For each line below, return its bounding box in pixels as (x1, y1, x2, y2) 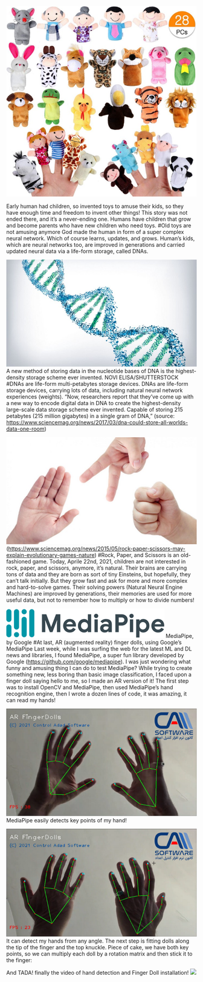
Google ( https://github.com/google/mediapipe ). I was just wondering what (6, 658, 192, 665)
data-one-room (6, 425, 45, 432)
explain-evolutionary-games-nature (6, 551, 95, 559)
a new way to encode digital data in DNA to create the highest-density (6, 399, 181, 406)
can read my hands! (6, 696, 56, 704)
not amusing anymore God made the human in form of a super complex (6, 229, 184, 235)
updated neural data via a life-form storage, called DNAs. (6, 248, 149, 255)
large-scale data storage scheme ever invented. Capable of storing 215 (6, 406, 183, 413)
